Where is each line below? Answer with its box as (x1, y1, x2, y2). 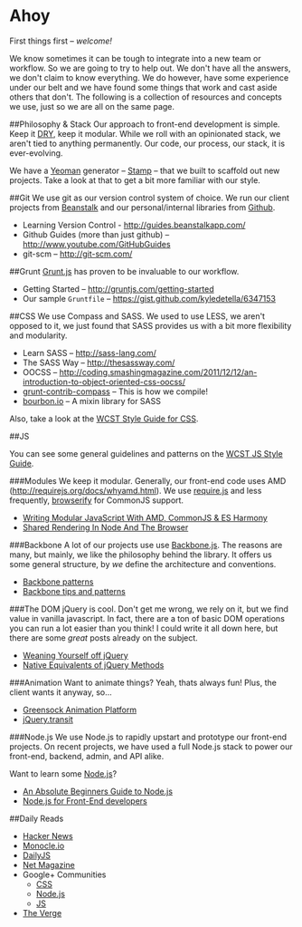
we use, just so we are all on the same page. (9, 101, 175, 111)
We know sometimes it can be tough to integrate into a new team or (9, 53, 261, 63)
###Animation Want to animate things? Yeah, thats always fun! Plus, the (9, 677, 278, 688)
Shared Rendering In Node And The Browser (22, 522, 189, 533)
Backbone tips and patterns (22, 585, 127, 596)
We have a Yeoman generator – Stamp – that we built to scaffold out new (9, 165, 280, 176)
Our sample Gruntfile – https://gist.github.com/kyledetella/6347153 (22, 293, 276, 304)
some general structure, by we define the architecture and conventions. (9, 558, 277, 569)
